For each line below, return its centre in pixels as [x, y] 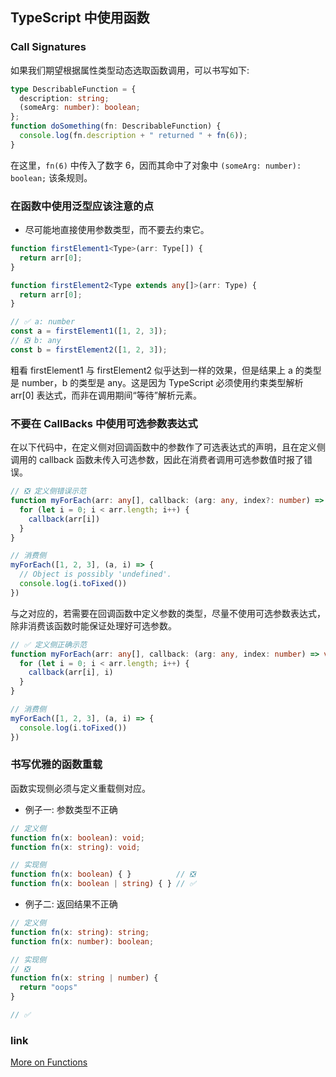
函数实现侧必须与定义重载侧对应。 [80, 788]
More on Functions [49, 1062]
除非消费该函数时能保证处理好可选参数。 [93, 625]
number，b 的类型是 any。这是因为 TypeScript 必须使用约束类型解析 [162, 382]
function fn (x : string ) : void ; [75, 847]
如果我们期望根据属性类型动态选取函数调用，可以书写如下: [130, 70]
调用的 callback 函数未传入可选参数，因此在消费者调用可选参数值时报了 [157, 460]
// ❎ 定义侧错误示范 [48, 491]
